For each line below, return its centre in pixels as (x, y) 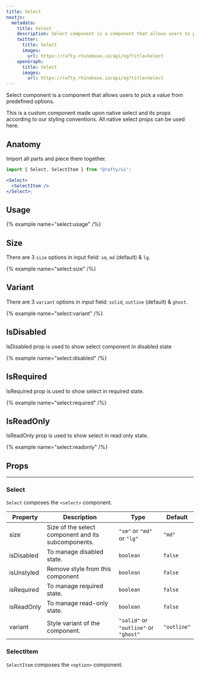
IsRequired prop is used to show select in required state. (75, 391)
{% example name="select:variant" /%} (54, 313)
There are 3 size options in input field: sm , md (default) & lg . (78, 257)
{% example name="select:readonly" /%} (57, 447)
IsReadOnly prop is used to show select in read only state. (77, 436)
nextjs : (16, 17)
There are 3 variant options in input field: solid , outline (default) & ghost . (97, 302)
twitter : (28, 39)
